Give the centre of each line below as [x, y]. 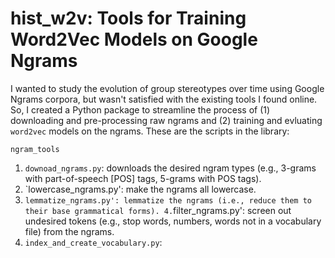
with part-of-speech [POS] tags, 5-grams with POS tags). [143, 178]
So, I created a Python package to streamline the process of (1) [140, 109]
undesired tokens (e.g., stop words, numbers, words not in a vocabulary [173, 221]
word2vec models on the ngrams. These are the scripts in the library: [150, 131]
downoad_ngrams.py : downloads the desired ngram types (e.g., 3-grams [170, 168]
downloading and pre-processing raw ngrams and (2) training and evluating [166, 120]
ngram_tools [35, 149]
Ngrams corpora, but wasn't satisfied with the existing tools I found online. [164, 99]
